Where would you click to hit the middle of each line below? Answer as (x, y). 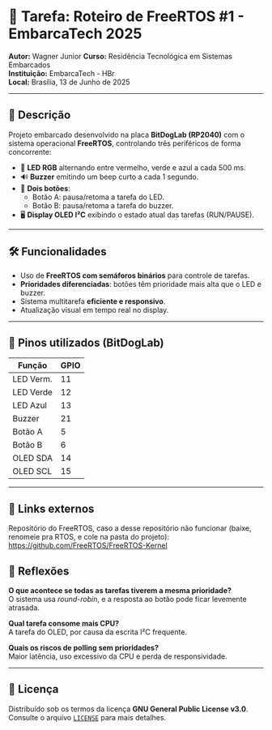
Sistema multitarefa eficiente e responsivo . (93, 301)
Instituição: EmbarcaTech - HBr (62, 73)
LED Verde (32, 392)
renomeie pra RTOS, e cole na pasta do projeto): (89, 537)
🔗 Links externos (51, 508)
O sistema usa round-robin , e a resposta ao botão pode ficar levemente (127, 599)
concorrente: (30, 152)
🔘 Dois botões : (45, 188)
